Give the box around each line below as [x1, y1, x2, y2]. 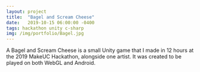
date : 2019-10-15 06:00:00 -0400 [6, 19, 95, 25]
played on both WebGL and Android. [6, 60, 96, 67]
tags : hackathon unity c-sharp [6, 25, 84, 31]
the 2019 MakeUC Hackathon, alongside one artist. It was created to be [6, 53, 182, 60]
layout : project [6, 8, 47, 15]
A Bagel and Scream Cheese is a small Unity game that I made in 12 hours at [6, 47, 194, 54]
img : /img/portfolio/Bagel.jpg [6, 31, 84, 37]
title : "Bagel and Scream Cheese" [6, 14, 95, 20]
